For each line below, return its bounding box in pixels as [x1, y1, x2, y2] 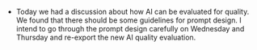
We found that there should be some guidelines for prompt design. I [15, 15, 242, 25]
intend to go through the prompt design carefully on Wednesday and [15, 24, 245, 33]
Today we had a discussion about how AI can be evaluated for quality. [15, 7, 250, 16]
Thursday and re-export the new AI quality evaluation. [15, 32, 196, 42]
